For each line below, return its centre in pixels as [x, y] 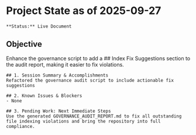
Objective [24, 44]
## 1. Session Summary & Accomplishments [57, 75]
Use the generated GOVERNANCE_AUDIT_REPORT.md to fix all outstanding [94, 116]
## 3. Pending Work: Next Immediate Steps [59, 111]
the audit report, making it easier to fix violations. [65, 64]
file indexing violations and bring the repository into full [83, 121]
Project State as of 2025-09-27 [84, 11]
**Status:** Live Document [39, 26]
